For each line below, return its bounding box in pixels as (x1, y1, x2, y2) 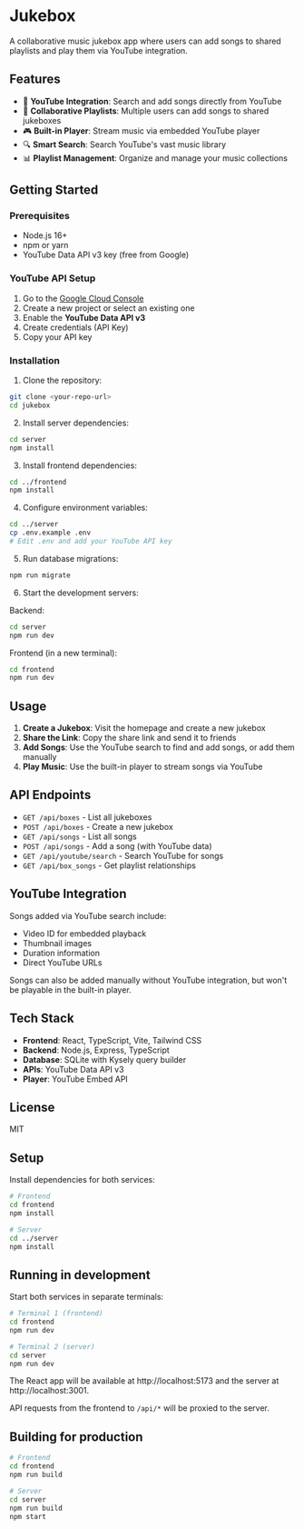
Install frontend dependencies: (22, 460, 138, 471)
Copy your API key (22, 331, 93, 342)
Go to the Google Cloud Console (22, 293, 144, 304)
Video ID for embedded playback (22, 928, 147, 939)
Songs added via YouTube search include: (9, 910, 167, 921)
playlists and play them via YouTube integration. (9, 45, 188, 55)
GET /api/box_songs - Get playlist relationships (22, 860, 197, 871)
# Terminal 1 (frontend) (9, 1309, 103, 1318)
